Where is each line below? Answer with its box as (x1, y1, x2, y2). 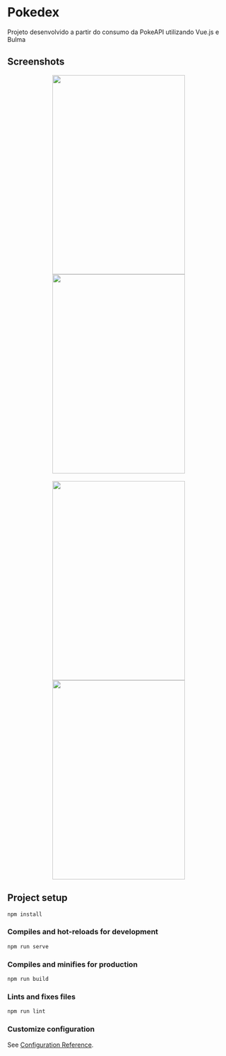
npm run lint (7, 1008, 46, 1015)
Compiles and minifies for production (7, 959, 138, 969)
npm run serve (7, 943, 49, 950)
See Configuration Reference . (7, 1040, 94, 1049)
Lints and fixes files (7, 992, 76, 1002)
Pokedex (7, 4, 60, 21)
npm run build (7, 975, 49, 983)
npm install (7, 911, 42, 918)
